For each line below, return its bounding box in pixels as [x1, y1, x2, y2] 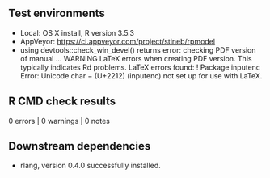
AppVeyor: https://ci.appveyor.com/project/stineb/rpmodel [19, 36, 216, 46]
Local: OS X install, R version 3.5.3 [19, 28, 135, 37]
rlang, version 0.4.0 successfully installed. [19, 161, 162, 171]
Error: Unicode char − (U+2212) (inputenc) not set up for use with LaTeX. [19, 70, 263, 80]
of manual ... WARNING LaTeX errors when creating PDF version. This [19, 53, 252, 63]
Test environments [8, 6, 105, 20]
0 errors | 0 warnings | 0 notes [8, 116, 111, 125]
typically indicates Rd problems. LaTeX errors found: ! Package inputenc [19, 62, 261, 72]
